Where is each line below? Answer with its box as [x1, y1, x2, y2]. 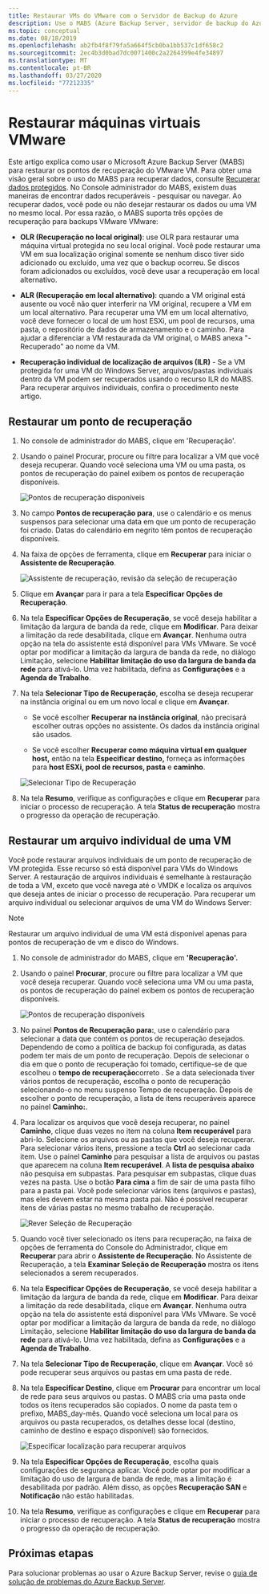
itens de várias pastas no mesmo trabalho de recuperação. [19, 1203, 215, 1213]
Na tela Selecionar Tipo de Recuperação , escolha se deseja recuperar [19, 688, 254, 699]
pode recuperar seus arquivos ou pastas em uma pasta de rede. [19, 1368, 232, 1377]
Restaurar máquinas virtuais [8, 113, 201, 132]
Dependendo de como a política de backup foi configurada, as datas [19, 1042, 247, 1052]
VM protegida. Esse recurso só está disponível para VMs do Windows [8, 864, 239, 874]
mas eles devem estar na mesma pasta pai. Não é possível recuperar [19, 1194, 248, 1205]
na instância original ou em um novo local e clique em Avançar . [19, 697, 230, 707]
